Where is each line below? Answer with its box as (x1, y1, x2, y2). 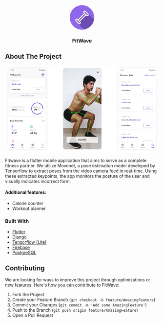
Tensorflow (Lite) (12, 239, 47, 245)
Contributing (5, 264, 45, 272)
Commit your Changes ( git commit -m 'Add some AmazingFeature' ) (12, 301, 147, 308)
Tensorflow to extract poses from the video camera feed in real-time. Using (5, 168, 157, 174)
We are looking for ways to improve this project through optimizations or (5, 277, 150, 282)
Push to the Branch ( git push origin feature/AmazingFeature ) (12, 307, 138, 313)
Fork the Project (12, 291, 45, 297)
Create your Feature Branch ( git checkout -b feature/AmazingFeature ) (12, 297, 156, 302)
